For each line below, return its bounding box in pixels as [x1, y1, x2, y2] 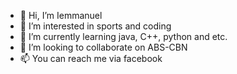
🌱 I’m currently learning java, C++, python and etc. [19, 31, 228, 42]
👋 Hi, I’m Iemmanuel [19, 10, 103, 21]
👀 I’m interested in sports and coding [19, 20, 172, 32]
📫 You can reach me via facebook [19, 53, 163, 64]
